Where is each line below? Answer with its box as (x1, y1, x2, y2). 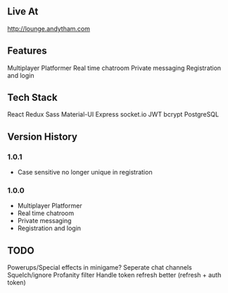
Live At (7, 6, 39, 18)
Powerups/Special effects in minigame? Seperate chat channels (7, 263, 192, 272)
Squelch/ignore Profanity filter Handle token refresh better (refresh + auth (7, 271, 222, 280)
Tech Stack (7, 92, 58, 104)
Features (7, 45, 47, 57)
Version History (7, 131, 77, 143)
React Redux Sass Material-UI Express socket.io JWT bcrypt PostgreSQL (7, 110, 220, 119)
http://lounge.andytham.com (7, 24, 90, 32)
